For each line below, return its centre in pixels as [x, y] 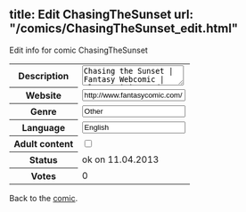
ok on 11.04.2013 [120, 159]
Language [43, 128]
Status [44, 160]
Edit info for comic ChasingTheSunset [79, 50]
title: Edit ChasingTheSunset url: [102, 15]
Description [44, 76]
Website [44, 95]
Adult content [44, 144]
